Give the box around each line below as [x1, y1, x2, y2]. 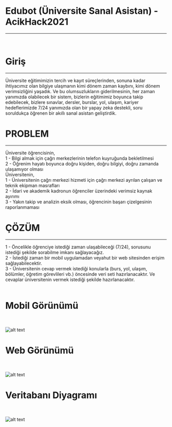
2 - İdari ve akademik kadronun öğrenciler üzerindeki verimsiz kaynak [5, 187, 153, 194]
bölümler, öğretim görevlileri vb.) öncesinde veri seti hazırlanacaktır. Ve [5, 271, 155, 277]
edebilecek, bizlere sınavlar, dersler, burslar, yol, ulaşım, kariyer [5, 99, 139, 105]
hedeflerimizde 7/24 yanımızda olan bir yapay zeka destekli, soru [5, 104, 143, 111]
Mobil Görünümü [5, 300, 78, 311]
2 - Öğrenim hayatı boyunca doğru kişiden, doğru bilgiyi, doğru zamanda [5, 160, 159, 166]
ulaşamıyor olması [5, 166, 44, 172]
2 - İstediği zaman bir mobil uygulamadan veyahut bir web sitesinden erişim [5, 254, 165, 261]
